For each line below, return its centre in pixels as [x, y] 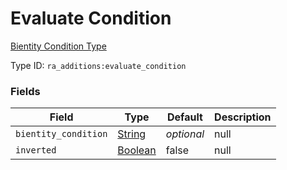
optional [185, 134]
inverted [36, 150]
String [132, 134]
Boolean [137, 150]
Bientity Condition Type [58, 46]
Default [185, 117]
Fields [25, 91]
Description [243, 117]
